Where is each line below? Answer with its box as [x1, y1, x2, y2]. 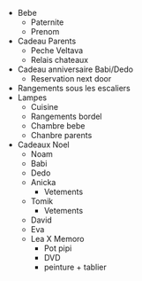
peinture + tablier [43, 261, 108, 272]
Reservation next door [30, 74, 112, 83]
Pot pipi [43, 243, 72, 254]
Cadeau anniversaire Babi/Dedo [17, 64, 134, 74]
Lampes [17, 92, 47, 103]
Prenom [30, 27, 60, 36]
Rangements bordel [30, 111, 103, 121]
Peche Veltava [30, 45, 84, 56]
